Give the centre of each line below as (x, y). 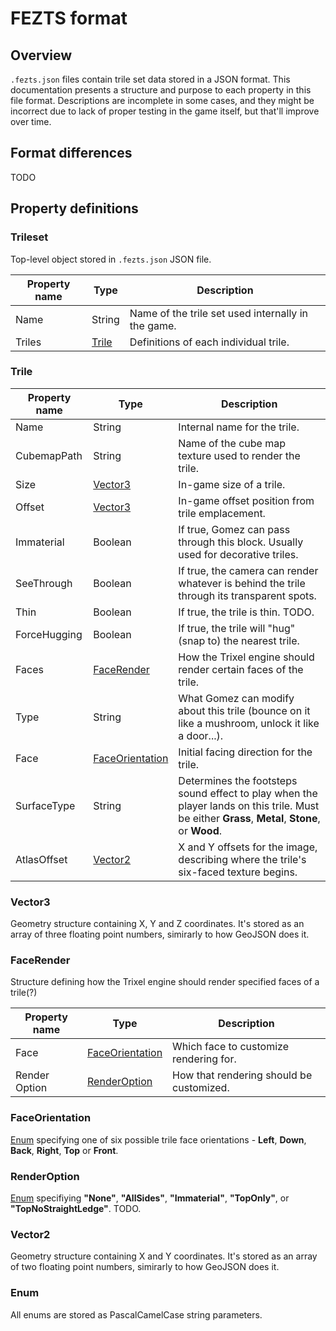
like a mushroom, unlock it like (249, 723)
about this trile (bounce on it (244, 710)
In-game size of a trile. (232, 484)
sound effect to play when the (248, 793)
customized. (201, 1088)
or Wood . (200, 830)
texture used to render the (239, 455)
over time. (31, 121)
